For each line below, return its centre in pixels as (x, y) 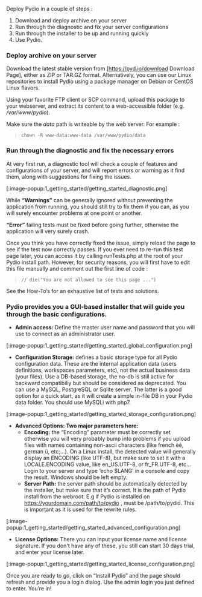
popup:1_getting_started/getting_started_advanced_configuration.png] (93, 527)
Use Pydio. (28, 40)
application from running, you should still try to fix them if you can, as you (98, 206)
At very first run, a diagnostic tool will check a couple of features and (92, 163)
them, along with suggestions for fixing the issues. (69, 176)
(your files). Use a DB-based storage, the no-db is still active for (94, 376)
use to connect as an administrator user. (65, 334)
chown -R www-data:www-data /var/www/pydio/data (83, 136)
